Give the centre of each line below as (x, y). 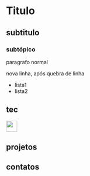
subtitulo (23, 33)
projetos (22, 147)
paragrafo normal (27, 62)
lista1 (20, 85)
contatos (23, 167)
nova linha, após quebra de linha (45, 73)
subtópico (21, 49)
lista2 (21, 91)
